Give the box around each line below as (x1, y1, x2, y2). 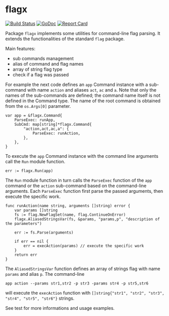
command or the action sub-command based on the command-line (5, 182, 147, 189)
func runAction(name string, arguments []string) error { (5, 203, 130, 208)
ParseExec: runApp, (14, 117, 56, 123)
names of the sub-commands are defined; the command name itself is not (5, 92, 161, 98)
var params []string (14, 208, 58, 213)
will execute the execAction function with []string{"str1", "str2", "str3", (5, 290, 165, 296)
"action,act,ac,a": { (23, 126, 70, 131)
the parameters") (5, 221, 42, 226)
